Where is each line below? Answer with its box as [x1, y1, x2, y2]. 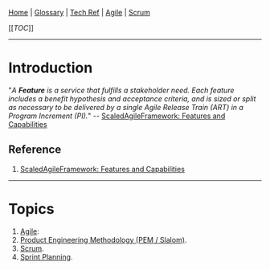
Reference [8, 143, 62, 157]
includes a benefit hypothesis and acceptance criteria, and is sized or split [8, 93, 256, 104]
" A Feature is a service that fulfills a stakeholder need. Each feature [8, 85, 235, 95]
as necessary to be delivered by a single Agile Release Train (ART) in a [8, 102, 243, 112]
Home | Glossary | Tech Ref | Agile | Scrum [8, 8, 151, 17]
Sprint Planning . [19, 252, 73, 261]
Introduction [8, 59, 93, 77]
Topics [8, 199, 55, 218]
